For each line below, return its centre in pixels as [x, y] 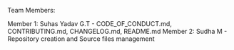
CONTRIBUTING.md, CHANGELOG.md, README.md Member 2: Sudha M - [117, 31]
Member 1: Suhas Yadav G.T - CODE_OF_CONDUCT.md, [90, 24]
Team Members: [31, 10]
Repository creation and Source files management [81, 39]
